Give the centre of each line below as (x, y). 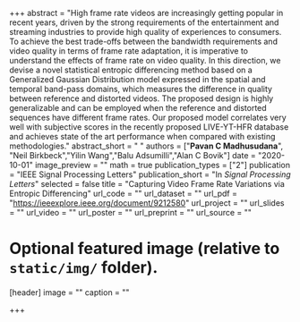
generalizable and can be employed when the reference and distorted (138, 108)
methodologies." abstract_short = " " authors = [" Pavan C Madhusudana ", (146, 146)
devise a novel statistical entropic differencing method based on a (131, 70)
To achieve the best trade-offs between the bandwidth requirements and (143, 41)
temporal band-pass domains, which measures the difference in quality (141, 89)
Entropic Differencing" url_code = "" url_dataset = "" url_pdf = (123, 193)
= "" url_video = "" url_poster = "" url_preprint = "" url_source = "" (131, 212)
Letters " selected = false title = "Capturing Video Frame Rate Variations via (147, 184)
